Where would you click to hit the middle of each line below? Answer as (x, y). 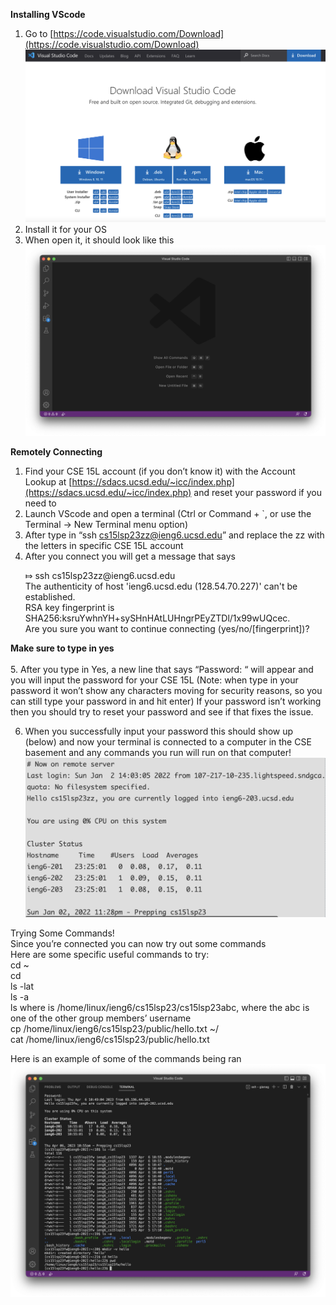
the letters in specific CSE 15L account (104, 546)
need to (40, 503)
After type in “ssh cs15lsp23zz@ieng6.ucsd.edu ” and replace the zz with (174, 535)
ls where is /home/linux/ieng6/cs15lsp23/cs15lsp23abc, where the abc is (160, 1007)
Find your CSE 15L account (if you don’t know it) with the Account (160, 471)
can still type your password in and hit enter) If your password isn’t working (166, 701)
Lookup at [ (48, 482)
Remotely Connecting (56, 452)
